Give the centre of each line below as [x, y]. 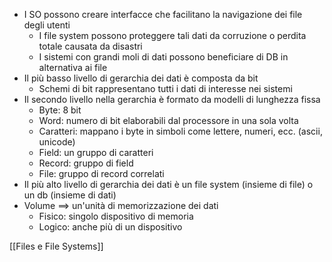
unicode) [57, 142]
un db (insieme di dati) [70, 195]
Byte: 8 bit [60, 110]
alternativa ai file [73, 67]
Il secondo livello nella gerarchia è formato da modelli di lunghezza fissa [172, 99]
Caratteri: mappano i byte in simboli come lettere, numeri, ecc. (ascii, [180, 131]
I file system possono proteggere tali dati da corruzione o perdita [172, 35]
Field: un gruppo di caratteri [96, 152]
